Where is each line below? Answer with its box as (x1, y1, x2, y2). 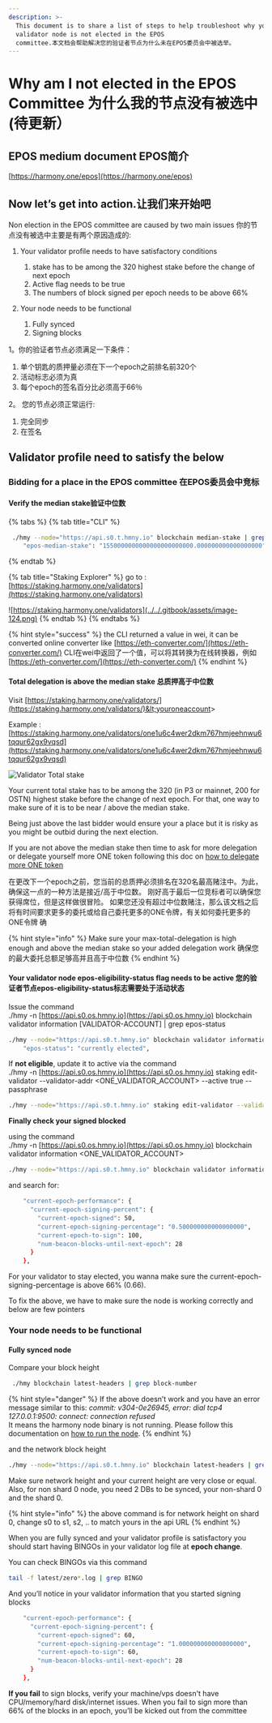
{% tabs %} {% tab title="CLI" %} (8, 516, 121, 526)
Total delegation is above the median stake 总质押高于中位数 (8, 676, 215, 686)
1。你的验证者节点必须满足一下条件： (8, 345, 132, 354)
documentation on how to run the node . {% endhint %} (8, 1429, 192, 1438)
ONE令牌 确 (8, 917, 47, 927)
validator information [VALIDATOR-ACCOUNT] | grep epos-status (8, 1018, 226, 1029)
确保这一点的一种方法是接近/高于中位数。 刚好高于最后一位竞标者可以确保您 (8, 886, 261, 896)
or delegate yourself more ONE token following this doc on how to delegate (8, 851, 260, 861)
